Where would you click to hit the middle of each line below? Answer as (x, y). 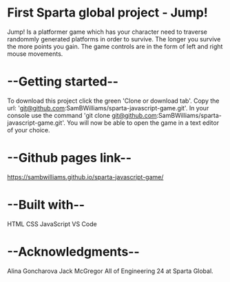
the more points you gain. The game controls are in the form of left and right (115, 46)
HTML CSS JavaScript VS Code (52, 224)
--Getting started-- (63, 82)
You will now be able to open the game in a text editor (143, 123)
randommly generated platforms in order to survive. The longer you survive (114, 39)
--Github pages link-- (70, 158)
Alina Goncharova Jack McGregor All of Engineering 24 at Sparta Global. (110, 271)
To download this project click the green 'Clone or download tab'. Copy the (113, 101)
